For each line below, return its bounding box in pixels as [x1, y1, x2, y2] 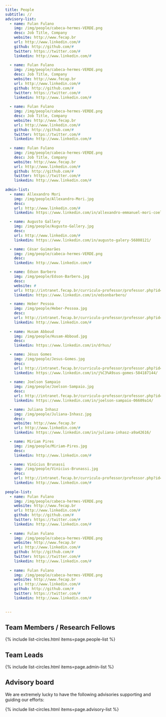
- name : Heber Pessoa [9, 301, 54, 307]
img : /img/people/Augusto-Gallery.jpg [14, 224, 94, 229]
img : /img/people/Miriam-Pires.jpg [14, 444, 87, 449]
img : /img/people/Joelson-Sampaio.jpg [14, 384, 94, 390]
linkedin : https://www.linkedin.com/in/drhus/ [14, 343, 112, 348]
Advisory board [5, 678, 54, 687]
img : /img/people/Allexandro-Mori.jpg [14, 196, 94, 201]
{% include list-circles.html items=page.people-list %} [5, 636, 116, 643]
